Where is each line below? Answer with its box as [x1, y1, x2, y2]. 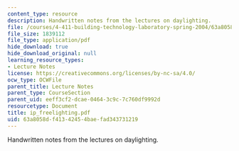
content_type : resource [7, 10, 78, 18]
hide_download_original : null [7, 50, 97, 57]
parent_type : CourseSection [7, 89, 91, 96]
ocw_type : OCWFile [7, 76, 62, 84]
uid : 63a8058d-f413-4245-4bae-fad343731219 [7, 116, 139, 123]
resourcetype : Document [7, 103, 78, 110]
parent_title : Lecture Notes [7, 83, 94, 90]
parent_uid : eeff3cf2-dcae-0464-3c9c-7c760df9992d [7, 96, 161, 104]
